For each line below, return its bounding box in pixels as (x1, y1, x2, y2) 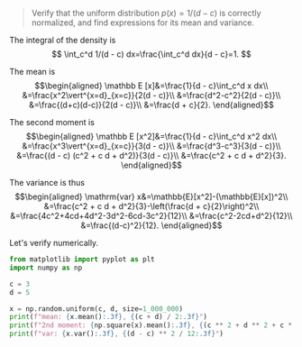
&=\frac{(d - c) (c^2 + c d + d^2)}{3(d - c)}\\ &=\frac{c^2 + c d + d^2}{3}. (16, 151, 287, 160)
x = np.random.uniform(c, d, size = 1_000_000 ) (9, 304, 183, 314)
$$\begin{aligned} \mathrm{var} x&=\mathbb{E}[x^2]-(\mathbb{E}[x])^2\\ (14, 191, 288, 202)
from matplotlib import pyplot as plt (9, 255, 155, 264)
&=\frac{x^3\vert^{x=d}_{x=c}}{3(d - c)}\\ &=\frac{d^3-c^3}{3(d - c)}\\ (22, 141, 281, 151)
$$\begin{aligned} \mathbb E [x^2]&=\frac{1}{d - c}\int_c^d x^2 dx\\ (25, 131, 278, 142)
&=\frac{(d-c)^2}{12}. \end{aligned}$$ (80, 220, 223, 231)
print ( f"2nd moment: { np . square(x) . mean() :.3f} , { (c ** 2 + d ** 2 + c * (9, 321, 293, 330)
